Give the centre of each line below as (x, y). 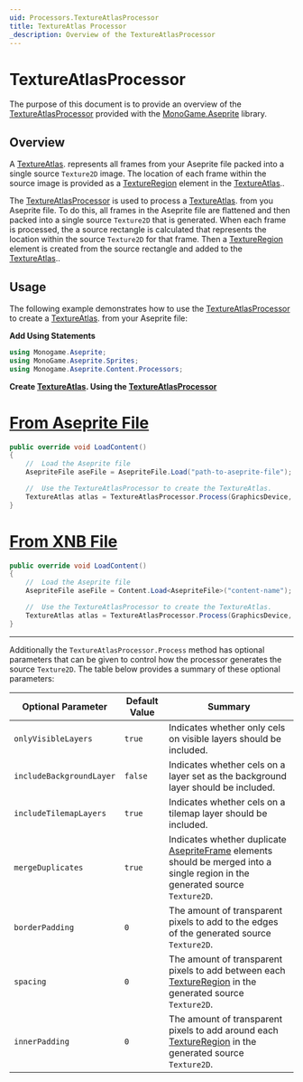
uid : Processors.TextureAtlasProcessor (84, 18)
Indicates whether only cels (227, 727)
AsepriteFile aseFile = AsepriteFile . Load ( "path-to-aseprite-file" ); (159, 472)
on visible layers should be (225, 739)
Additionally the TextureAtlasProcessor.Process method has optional (137, 649)
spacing (30, 981)
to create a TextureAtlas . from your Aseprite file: (98, 318)
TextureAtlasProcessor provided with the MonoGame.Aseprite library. (138, 114)
